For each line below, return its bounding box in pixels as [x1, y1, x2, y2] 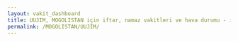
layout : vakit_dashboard [7, 10, 81, 17]
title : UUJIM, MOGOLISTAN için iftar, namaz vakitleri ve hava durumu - [7, 17, 227, 24]
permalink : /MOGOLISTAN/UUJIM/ [7, 23, 100, 30]
